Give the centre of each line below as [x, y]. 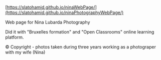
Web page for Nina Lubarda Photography [48, 22]
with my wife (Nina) [25, 52]
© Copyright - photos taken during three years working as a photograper [81, 47]
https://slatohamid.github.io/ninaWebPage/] [52, 7]
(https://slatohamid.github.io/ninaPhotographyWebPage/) [64, 12]
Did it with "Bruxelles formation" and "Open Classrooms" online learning [80, 32]
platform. [15, 37]
